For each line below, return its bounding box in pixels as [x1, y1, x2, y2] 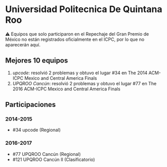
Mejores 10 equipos [5, 57, 68, 65]
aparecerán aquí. [5, 41, 41, 47]
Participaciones [5, 100, 56, 109]
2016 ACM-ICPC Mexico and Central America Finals [12, 86, 121, 92]
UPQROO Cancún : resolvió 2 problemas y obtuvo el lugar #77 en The [12, 80, 157, 86]
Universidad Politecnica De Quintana [5, 4, 162, 15]
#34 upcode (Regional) [12, 127, 61, 133]
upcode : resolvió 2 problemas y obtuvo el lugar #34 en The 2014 [12, 70, 148, 76]
